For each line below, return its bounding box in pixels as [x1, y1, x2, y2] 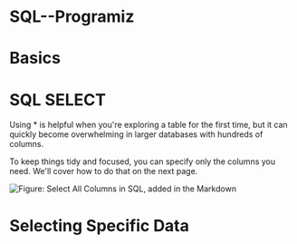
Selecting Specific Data [9, 215, 190, 236]
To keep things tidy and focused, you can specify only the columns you [9, 156, 276, 167]
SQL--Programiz [9, 6, 135, 27]
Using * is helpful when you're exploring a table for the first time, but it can [9, 120, 288, 131]
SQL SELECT [9, 89, 107, 110]
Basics [9, 48, 62, 69]
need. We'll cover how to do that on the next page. [9, 166, 198, 177]
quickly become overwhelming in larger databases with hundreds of [9, 129, 263, 140]
